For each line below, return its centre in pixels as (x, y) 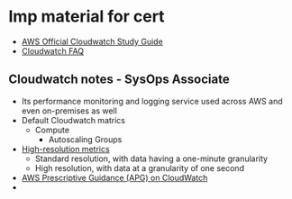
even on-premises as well (69, 111)
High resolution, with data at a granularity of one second (140, 167)
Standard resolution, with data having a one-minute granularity (151, 158)
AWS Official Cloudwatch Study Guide (92, 41)
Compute (52, 130)
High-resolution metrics (65, 149)
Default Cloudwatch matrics (73, 120)
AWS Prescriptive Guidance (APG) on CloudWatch (114, 177)
